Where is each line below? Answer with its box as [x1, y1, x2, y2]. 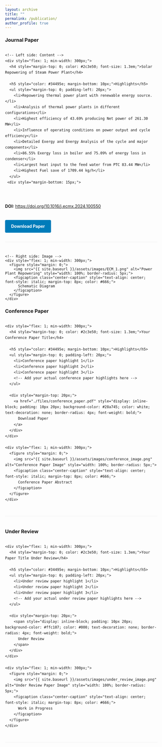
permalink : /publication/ [5, 16, 57, 21]
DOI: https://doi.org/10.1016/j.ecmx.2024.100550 [5, 203, 101, 209]
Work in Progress [17, 706, 53, 711]
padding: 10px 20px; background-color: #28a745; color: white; [20, 405, 150, 409]
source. [137, 93, 152, 98]
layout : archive [5, 7, 38, 12]
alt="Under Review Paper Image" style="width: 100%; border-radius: [5, 683, 146, 688]
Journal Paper [5, 37, 39, 44]
